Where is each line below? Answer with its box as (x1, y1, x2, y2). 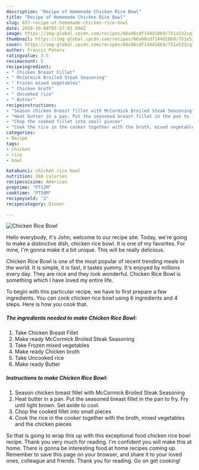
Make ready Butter (14, 360, 60, 368)
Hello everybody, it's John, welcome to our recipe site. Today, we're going (6, 234, 188, 241)
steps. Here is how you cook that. (6, 301, 88, 308)
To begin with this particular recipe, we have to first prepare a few (6, 288, 167, 295)
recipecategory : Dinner (6, 201, 65, 207)
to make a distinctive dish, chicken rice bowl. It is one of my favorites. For (6, 240, 185, 247)
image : (6, 31, 23, 37)
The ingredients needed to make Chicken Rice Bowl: (6, 314, 137, 321)
